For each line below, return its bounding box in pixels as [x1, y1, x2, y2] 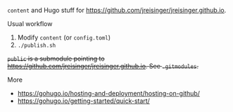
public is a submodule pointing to [7, 54, 105, 63]
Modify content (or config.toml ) [17, 33, 111, 42]
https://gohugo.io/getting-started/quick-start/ [17, 97, 150, 105]
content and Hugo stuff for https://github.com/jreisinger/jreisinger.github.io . [7, 6, 227, 14]
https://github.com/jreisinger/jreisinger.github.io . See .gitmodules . [7, 62, 199, 70]
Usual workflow [7, 20, 53, 27]
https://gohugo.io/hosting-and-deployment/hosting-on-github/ [17, 89, 201, 97]
